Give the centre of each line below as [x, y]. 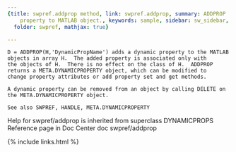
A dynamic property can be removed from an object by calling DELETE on [117, 89]
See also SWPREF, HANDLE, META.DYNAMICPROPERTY [79, 108]
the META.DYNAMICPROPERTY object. [58, 96]
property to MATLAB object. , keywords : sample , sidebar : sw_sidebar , [125, 20]
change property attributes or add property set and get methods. [107, 77]
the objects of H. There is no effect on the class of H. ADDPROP [110, 65]
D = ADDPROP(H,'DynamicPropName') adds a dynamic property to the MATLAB [118, 52]
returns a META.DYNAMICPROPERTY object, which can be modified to [107, 71]
